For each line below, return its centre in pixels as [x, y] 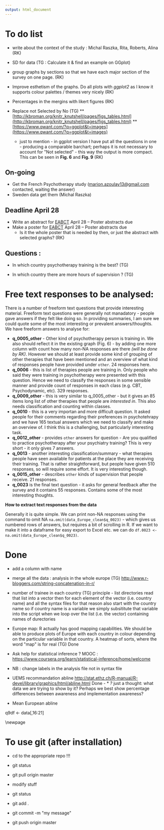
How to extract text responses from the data [51, 504]
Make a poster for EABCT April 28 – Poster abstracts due [70, 227]
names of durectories [34, 619]
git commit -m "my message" [42, 813]
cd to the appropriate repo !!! [41, 756]
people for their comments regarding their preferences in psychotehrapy [85, 416]
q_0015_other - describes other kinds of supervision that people [78, 474]
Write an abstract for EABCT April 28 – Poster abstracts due [72, 222]
